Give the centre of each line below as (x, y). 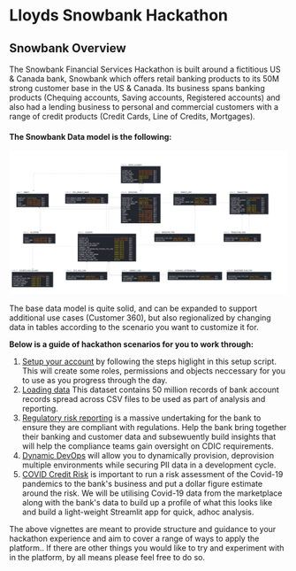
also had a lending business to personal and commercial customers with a (144, 107)
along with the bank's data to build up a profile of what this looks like (147, 502)
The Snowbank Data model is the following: (91, 136)
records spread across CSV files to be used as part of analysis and (144, 398)
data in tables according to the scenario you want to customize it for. (134, 327)
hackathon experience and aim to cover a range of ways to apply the (134, 538)
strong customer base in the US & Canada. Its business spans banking (137, 88)
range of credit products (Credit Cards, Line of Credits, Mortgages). (133, 116)
